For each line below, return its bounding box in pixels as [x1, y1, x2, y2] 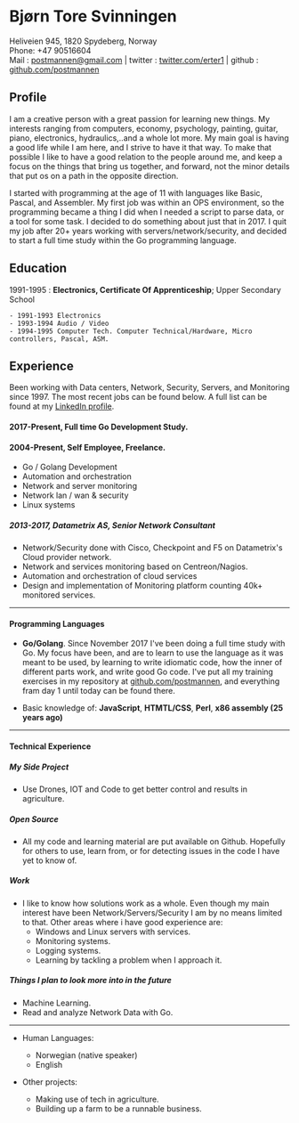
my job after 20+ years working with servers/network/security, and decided [9, 225, 287, 236]
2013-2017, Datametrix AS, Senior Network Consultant [9, 519, 216, 531]
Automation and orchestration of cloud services [21, 571, 198, 582]
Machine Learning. [21, 997, 92, 1008]
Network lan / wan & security [21, 490, 129, 500]
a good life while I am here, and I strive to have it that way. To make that [9, 142, 272, 152]
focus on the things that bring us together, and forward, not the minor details [9, 160, 290, 171]
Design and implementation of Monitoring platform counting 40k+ [21, 581, 263, 591]
